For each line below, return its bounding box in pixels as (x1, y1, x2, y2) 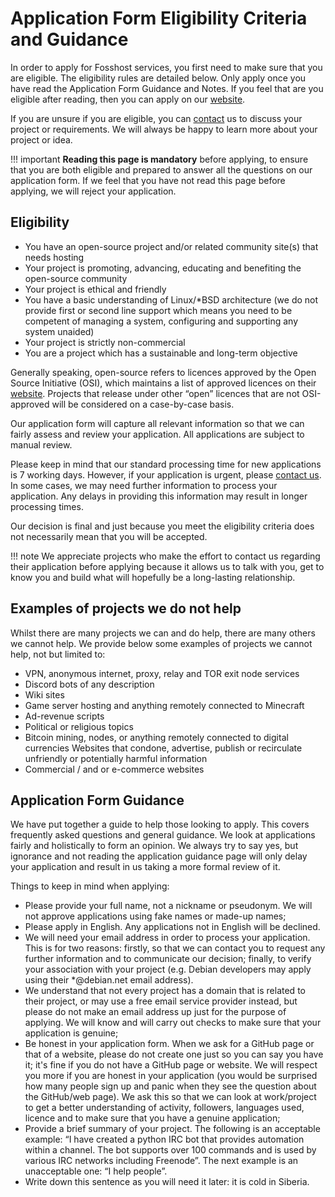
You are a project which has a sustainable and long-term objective (24, 347, 298, 359)
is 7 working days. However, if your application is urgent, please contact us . (10, 468, 322, 481)
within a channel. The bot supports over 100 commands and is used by (24, 1144, 317, 1156)
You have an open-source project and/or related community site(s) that (24, 240, 319, 252)
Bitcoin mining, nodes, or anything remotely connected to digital (24, 731, 289, 743)
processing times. (10, 500, 84, 512)
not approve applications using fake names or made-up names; (24, 910, 287, 922)
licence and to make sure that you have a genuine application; (24, 1112, 281, 1124)
